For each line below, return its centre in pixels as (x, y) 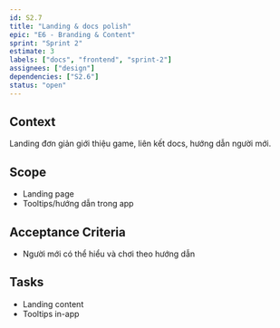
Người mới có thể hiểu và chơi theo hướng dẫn (109, 254)
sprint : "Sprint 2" (46, 43)
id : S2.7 (26, 18)
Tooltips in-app (51, 314)
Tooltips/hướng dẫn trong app (78, 204)
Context (33, 122)
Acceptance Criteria (68, 232)
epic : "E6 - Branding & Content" (72, 34)
